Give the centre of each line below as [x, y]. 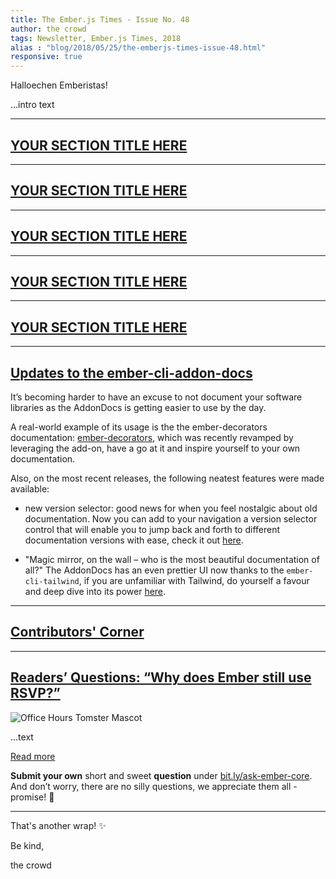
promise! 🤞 [32, 797]
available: [30, 489]
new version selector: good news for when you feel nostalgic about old [171, 508]
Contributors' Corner [77, 632]
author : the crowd [48, 29]
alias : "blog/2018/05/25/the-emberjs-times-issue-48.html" [138, 47]
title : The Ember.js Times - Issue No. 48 [100, 19]
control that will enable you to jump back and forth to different [152, 529]
